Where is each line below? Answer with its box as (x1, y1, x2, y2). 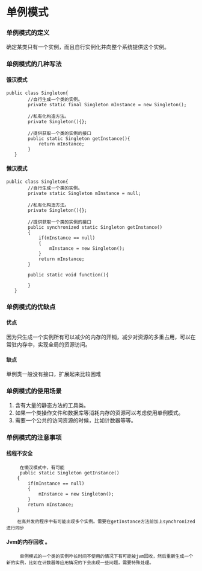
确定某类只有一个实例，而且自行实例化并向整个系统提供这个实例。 (6, 43, 170, 51)
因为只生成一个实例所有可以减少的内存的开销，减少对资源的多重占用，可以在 (6, 333, 196, 340)
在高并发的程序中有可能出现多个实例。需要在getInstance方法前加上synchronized (17, 518, 195, 525)
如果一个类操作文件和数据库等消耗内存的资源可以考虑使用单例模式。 (14, 409, 184, 416)
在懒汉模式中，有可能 (19, 464, 65, 471)
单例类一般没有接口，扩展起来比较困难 (6, 371, 101, 378)
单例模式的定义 (6, 28, 50, 37)
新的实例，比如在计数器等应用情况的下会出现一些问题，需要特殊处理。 (6, 560, 155, 566)
